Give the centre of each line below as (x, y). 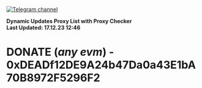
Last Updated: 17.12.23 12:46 (43, 28)
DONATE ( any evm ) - (60, 52)
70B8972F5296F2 (53, 78)
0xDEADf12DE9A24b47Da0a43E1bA (101, 65)
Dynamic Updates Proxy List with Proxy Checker (69, 21)
